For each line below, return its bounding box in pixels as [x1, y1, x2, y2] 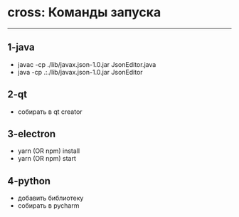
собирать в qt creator [17, 107, 83, 116]
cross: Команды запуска [7, 4, 161, 21]
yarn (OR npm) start [17, 154, 77, 163]
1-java [7, 41, 35, 53]
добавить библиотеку [17, 194, 84, 203]
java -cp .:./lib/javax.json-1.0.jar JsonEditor [17, 68, 144, 76]
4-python [7, 175, 51, 187]
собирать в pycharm [17, 201, 80, 210]
